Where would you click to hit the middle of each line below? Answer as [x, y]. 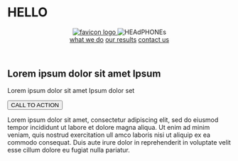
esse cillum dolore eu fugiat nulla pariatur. [69, 150]
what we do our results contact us [119, 39]
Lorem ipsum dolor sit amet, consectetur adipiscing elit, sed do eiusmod [113, 120]
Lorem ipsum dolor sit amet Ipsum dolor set [71, 91]
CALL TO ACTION [35, 105]
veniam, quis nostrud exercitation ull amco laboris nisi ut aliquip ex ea [109, 135]
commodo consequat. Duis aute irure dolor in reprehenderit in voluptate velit [119, 143]
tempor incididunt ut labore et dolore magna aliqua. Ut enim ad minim [109, 128]
